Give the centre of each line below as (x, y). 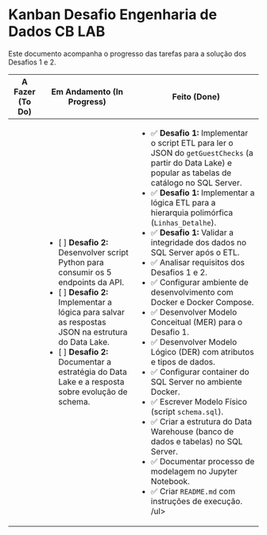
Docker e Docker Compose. (202, 302)
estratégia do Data (93, 372)
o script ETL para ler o (192, 143)
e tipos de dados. (183, 361)
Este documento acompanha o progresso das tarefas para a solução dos (127, 53)
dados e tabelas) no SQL (197, 441)
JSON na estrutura (93, 332)
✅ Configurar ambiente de (199, 282)
